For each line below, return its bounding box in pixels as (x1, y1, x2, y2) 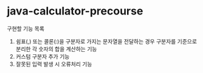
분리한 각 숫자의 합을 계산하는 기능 (15, 45, 97, 52)
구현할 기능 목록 (7, 25, 45, 32)
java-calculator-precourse (7, 4, 143, 18)
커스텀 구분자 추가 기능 (15, 52, 70, 60)
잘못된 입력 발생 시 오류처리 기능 (15, 60, 92, 68)
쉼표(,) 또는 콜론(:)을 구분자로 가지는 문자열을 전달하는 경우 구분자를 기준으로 (15, 37, 197, 45)
